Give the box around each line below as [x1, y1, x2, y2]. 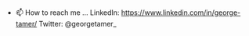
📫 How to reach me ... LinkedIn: [15, 8, 120, 17]
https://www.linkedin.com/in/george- [121, 8, 241, 17]
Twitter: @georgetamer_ [38, 20, 117, 28]
